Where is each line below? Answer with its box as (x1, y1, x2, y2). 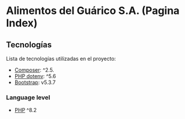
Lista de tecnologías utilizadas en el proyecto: (6, 55, 116, 62)
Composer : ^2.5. (14, 66, 54, 73)
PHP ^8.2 (14, 107, 37, 114)
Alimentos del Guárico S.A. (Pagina (6, 4, 180, 17)
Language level (6, 93, 51, 101)
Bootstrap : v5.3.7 (14, 79, 56, 86)
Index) (6, 16, 38, 30)
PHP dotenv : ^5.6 (14, 73, 57, 79)
